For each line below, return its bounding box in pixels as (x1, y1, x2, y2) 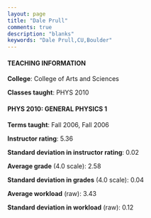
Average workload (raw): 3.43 (7, 189, 97, 197)
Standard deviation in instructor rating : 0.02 (7, 148, 140, 156)
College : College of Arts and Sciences (7, 75, 119, 83)
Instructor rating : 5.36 (7, 134, 73, 143)
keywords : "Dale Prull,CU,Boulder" (7, 37, 113, 44)
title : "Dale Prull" (7, 17, 69, 24)
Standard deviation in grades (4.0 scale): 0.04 (7, 175, 144, 184)
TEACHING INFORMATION (7, 58, 86, 67)
